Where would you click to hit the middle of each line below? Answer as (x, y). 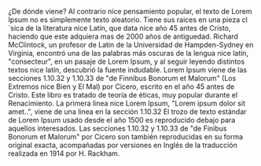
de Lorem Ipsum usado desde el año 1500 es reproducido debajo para (122, 120)
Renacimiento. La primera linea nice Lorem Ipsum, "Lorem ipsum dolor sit (127, 103)
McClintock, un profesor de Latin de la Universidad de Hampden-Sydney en (131, 45)
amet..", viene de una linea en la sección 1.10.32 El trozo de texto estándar (127, 112)
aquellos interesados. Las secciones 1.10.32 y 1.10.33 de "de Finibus (118, 128)
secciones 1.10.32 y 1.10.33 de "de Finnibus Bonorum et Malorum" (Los (122, 78)
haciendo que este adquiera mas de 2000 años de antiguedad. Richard (123, 36)
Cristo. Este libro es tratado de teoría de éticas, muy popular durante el (123, 95)
